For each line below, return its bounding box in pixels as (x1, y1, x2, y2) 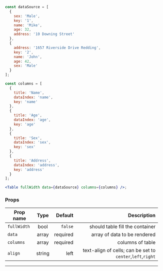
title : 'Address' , (14, 158, 51, 163)
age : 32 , (14, 27, 32, 32)
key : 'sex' (14, 145, 36, 149)
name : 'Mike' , (14, 22, 42, 28)
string (36, 250, 49, 257)
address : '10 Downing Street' (14, 32, 75, 36)
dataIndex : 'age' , (14, 117, 51, 122)
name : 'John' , (14, 54, 42, 59)
